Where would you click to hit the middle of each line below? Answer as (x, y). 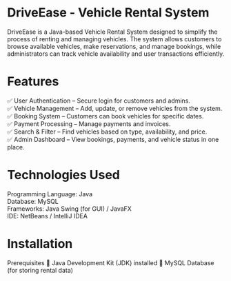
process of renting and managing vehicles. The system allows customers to (114, 39)
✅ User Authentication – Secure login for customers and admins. (99, 101)
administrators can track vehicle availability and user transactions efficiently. (116, 54)
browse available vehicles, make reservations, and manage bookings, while (114, 46)
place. (16, 147)
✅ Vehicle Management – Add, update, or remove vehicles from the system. (115, 108)
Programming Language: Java (50, 194)
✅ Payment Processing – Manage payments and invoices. (89, 124)
